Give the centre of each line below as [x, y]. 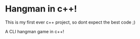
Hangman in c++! [41, 9]
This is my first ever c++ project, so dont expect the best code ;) [70, 22]
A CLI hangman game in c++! [35, 31]
